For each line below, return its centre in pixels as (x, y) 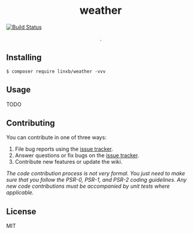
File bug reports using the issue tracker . (64, 149)
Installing (24, 58)
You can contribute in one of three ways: (56, 137)
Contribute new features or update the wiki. (69, 162)
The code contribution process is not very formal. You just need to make (96, 173)
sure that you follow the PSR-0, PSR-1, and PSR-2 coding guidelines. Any (96, 180)
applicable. (20, 193)
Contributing (31, 123)
